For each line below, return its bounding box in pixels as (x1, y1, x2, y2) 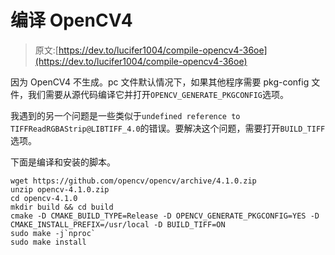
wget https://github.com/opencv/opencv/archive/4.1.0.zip (10, 176, 257, 186)
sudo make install (10, 237, 87, 247)
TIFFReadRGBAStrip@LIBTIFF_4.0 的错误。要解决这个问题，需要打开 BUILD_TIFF (10, 122, 326, 134)
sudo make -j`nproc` (10, 228, 97, 238)
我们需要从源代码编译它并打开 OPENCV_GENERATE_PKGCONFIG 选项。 (27, 88, 289, 100)
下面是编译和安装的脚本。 (10, 156, 116, 168)
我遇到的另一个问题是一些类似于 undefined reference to (10, 109, 241, 121)
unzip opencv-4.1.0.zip (10, 184, 110, 195)
